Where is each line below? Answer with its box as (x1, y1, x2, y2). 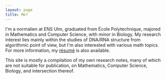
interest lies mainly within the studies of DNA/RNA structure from (5, 36, 141, 43)
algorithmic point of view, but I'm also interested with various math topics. (5, 42, 159, 48)
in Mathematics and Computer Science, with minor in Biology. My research (5, 31, 161, 37)
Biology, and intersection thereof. (5, 67, 74, 73)
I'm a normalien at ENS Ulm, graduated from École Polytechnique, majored (5, 26, 161, 32)
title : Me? (5, 12, 28, 17)
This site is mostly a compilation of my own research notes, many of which (5, 57, 161, 63)
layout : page (5, 7, 33, 13)
